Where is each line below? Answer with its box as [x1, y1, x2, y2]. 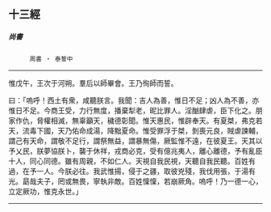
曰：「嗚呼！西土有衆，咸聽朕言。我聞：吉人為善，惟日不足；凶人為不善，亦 [8, 95, 260, 105]
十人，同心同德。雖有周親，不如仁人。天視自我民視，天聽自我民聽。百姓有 [8, 156, 256, 166]
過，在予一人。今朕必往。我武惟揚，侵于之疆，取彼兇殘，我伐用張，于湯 [8, 167, 248, 176]
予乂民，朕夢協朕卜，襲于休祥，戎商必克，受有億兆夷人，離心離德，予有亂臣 [8, 146, 263, 156]
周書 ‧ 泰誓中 [29, 55, 73, 63]
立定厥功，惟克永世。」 [8, 187, 83, 197]
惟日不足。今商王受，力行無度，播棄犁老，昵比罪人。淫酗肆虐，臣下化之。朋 [8, 106, 263, 116]
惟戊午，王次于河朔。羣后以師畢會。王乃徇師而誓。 [8, 78, 178, 88]
